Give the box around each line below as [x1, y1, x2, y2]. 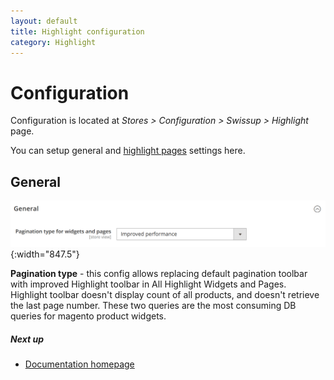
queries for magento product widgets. [10, 310, 167, 322]
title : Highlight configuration [10, 26, 145, 37]
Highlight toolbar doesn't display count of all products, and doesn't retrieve [10, 289, 320, 301]
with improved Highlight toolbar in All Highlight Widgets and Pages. [10, 278, 287, 290]
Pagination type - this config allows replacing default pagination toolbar [10, 268, 308, 280]
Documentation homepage [24, 358, 135, 370]
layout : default [10, 16, 78, 26]
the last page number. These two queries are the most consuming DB [10, 300, 297, 312]
